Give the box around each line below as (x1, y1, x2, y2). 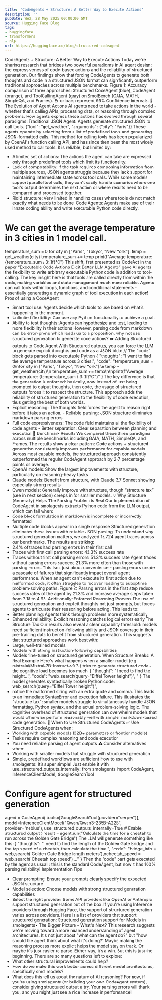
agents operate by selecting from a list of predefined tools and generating (5, 129, 152, 134)
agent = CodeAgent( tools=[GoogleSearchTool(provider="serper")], (5, 815, 140, 820)
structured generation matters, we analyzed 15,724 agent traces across (12, 533, 154, 539)
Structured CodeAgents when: (12, 725, 73, 731)
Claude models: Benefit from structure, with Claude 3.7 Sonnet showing (12, 477, 155, 483)
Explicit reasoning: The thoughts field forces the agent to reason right (12, 404, 151, 410)
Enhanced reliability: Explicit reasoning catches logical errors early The (12, 616, 154, 622)
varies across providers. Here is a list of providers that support (12, 912, 137, 917)
